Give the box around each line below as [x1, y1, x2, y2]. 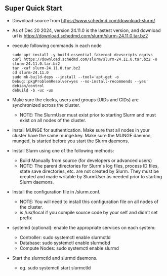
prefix [19, 215, 32, 221]
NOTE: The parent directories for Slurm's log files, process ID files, [19, 163, 159, 169]
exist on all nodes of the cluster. [19, 117, 87, 123]
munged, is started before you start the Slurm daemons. [12, 138, 130, 144]
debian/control [12, 83, 45, 88]
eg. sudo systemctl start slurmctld [19, 264, 91, 270]
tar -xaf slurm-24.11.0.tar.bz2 [12, 65, 80, 70]
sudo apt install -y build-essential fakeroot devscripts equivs [12, 52, 153, 57]
